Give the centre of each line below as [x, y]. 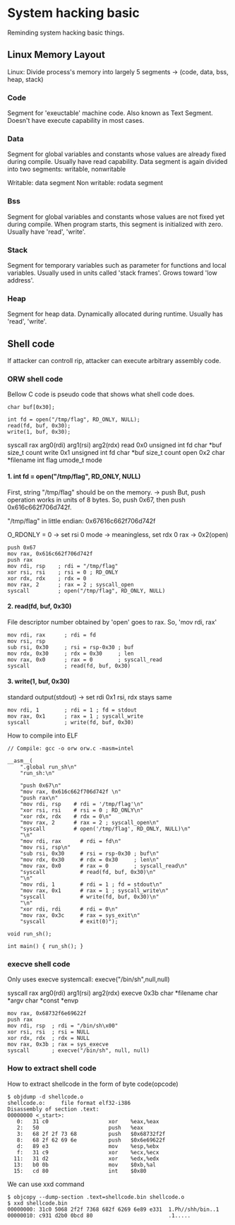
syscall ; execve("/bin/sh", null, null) [79, 1051]
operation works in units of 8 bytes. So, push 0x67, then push [96, 499]
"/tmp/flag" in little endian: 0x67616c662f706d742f [82, 521]
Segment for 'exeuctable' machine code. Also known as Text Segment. [110, 113]
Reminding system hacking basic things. [66, 32]
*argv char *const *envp [43, 1000]
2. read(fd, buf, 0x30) [40, 606]
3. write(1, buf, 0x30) [39, 681]
